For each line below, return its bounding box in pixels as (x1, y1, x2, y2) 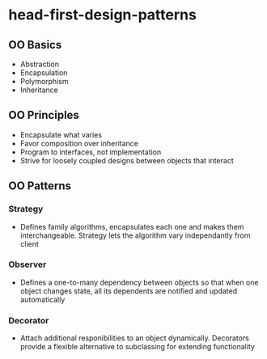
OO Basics (8, 38, 62, 52)
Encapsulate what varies (19, 129, 103, 139)
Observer (8, 259, 47, 270)
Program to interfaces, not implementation (19, 147, 162, 157)
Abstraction (19, 59, 59, 69)
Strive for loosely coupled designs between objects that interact (19, 155, 234, 165)
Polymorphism (19, 77, 69, 86)
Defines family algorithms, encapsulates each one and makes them (19, 222, 244, 231)
